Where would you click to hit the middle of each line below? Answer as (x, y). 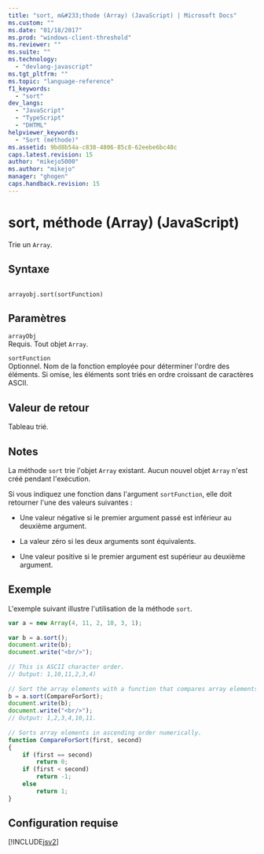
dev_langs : (26, 103)
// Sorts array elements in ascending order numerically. (105, 733)
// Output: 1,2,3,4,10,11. (52, 718)
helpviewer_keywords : (44, 132)
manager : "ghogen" (38, 177)
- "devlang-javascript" (54, 67)
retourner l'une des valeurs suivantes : (70, 502)
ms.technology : (33, 60)
